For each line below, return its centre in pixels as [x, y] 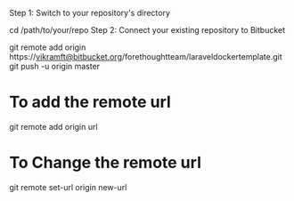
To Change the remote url [106, 163]
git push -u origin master [55, 66]
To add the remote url [90, 102]
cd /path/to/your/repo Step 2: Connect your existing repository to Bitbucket [147, 30]
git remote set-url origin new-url [68, 187]
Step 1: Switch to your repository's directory [90, 13]
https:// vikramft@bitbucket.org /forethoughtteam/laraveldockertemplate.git [146, 56]
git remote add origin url [53, 126]
